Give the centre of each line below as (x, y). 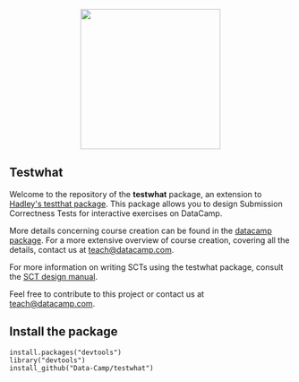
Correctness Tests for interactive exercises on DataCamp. (116, 213)
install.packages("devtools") (66, 352)
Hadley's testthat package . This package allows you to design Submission (146, 204)
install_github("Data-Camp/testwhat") (81, 368)
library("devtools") (48, 360)
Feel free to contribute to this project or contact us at (107, 294)
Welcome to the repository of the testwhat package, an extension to (136, 194)
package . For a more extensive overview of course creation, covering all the (149, 240)
